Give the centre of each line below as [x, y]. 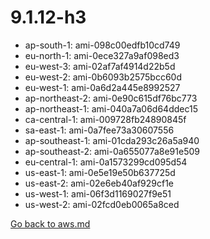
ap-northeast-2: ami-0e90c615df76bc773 [111, 98]
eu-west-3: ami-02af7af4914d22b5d [100, 66]
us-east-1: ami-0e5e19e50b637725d [100, 172]
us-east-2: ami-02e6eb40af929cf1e [99, 183]
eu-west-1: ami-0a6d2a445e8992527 [102, 87]
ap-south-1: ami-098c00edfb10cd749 [102, 45]
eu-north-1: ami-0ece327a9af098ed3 [102, 55]
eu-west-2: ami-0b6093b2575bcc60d [103, 77]
